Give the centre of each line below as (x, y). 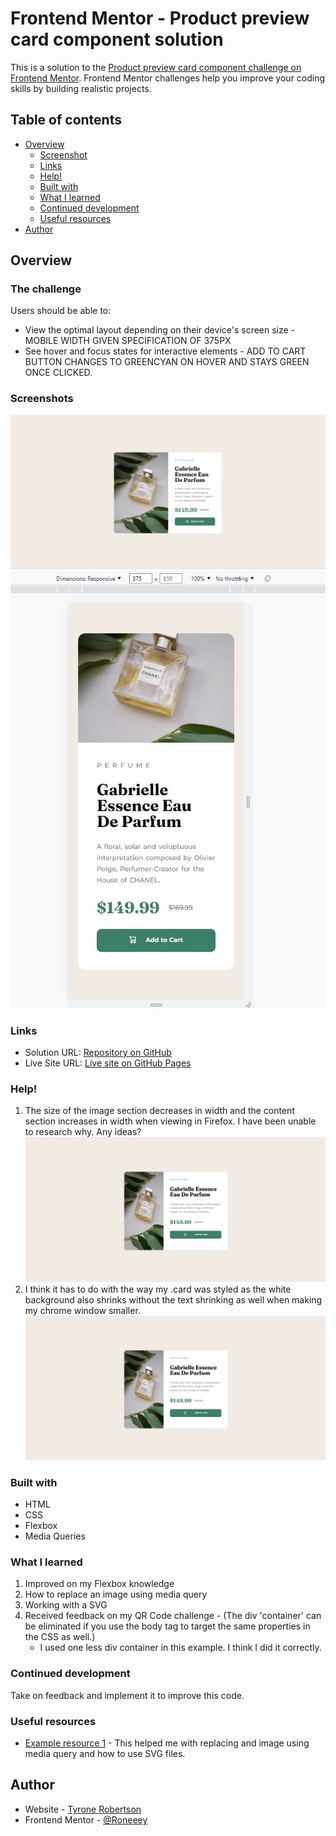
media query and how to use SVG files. (105, 1754)
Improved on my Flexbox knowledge (99, 1584)
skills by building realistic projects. (81, 88)
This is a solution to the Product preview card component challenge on (156, 67)
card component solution (117, 39)
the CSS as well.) (60, 1637)
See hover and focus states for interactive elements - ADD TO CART (165, 351)
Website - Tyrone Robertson (83, 1809)
